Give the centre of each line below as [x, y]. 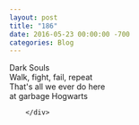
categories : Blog [42, 42]
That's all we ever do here [57, 87]
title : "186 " [34, 26]
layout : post [34, 17]
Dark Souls [30, 68]
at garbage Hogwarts [48, 96]
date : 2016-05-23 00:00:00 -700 [69, 34]
